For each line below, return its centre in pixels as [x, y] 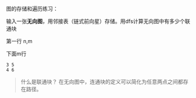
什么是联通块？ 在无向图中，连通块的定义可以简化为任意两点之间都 [102, 82]
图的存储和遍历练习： [32, 9]
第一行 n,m [19, 41]
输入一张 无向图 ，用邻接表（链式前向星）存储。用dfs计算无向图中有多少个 [96, 21]
